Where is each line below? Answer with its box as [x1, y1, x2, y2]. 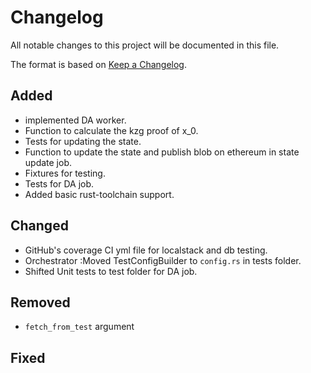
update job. [24, 156, 73, 168]
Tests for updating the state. [24, 135, 142, 147]
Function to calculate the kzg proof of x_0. [24, 124, 199, 136]
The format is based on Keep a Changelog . [10, 58, 187, 70]
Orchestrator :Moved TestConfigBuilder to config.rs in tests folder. [24, 254, 302, 266]
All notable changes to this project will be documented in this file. [10, 39, 280, 51]
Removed [10, 294, 71, 311]
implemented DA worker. [24, 114, 127, 126]
